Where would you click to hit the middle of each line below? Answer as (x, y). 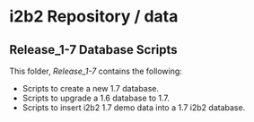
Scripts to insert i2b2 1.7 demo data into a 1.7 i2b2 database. (134, 108)
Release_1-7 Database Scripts (93, 50)
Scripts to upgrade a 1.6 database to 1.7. (96, 98)
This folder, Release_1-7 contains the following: (96, 71)
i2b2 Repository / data (94, 17)
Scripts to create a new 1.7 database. (91, 88)
